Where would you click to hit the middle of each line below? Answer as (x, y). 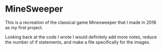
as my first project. (24, 27)
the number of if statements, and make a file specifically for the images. (78, 42)
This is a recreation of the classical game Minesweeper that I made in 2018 (81, 22)
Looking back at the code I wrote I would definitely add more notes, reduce (81, 37)
